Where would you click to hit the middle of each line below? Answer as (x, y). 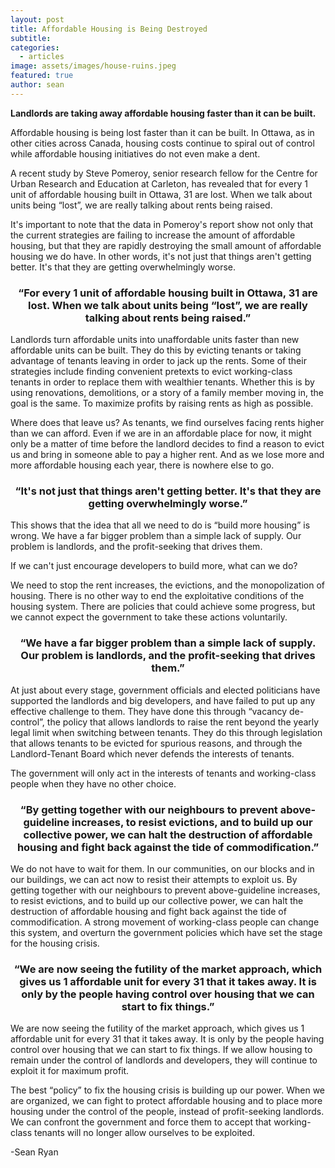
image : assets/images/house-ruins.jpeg (93, 66)
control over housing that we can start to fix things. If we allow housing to (161, 1050)
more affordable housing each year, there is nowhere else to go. (142, 465)
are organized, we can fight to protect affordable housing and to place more (166, 1101)
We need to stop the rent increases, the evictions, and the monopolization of (168, 585)
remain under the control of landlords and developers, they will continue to (164, 1060)
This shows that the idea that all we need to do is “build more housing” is (160, 525)
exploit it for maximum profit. (70, 1071)
